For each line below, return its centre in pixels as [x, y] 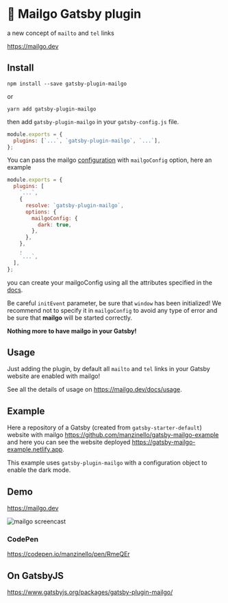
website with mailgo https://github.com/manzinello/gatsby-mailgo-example [113, 435]
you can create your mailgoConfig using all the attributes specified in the [110, 282]
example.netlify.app [35, 449]
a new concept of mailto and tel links [61, 33]
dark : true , [54, 225]
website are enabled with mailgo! [54, 376]
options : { [41, 212]
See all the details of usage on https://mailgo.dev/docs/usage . [95, 390]
